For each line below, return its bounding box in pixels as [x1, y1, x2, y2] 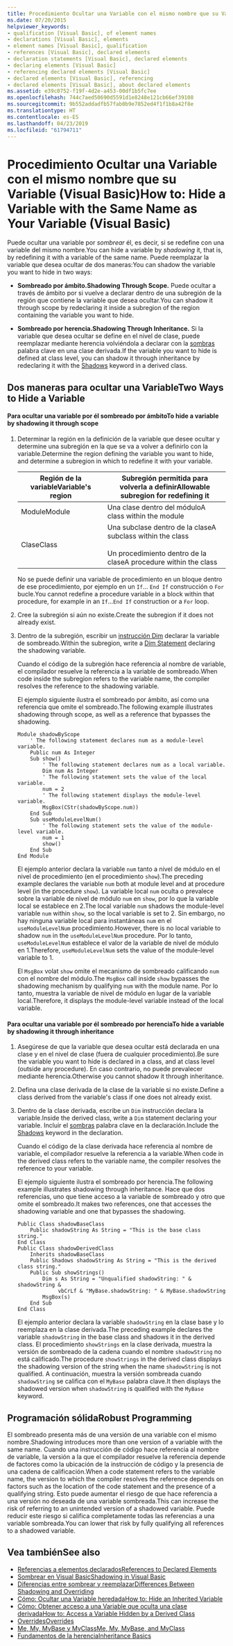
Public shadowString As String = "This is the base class [30, 1227, 201, 1234]
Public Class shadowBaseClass [17, 1221, 105, 1228]
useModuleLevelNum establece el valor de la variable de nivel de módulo [17, 938, 219, 947]
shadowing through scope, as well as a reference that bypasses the [17, 710, 211, 718]
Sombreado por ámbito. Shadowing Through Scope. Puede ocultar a [17, 282, 216, 290]
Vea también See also [7, 1547, 101, 1558]
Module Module [20, 507, 71, 516]
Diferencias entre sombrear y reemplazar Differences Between [17, 1579, 195, 1588]
